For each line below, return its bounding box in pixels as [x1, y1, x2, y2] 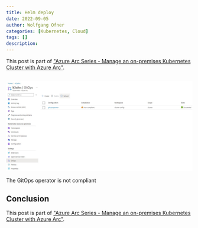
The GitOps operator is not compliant [6, 177, 96, 184]
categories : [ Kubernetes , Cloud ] [6, 28, 89, 34]
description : [6, 41, 38, 47]
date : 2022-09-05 [6, 15, 49, 22]
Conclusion [6, 194, 50, 204]
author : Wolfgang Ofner [6, 22, 65, 28]
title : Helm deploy [6, 9, 54, 15]
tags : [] [6, 34, 28, 41]
